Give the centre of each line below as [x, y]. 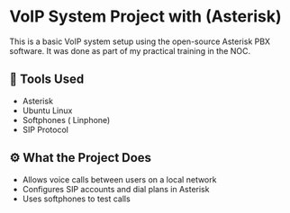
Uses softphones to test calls [76, 199]
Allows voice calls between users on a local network [119, 179]
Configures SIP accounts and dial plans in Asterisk [116, 189]
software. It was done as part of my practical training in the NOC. [130, 50]
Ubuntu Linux [47, 111]
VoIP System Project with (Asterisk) [145, 17]
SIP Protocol [45, 129]
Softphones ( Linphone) [66, 120]
